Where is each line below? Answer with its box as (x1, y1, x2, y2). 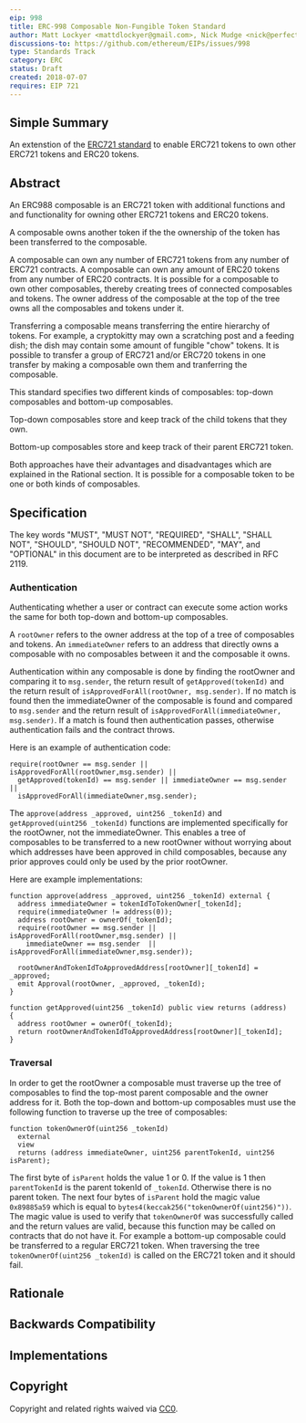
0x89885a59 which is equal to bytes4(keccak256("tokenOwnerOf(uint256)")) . (9, 1201, 292, 1212)
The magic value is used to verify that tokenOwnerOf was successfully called (9, 1210, 294, 1221)
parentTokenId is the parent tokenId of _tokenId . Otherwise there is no (9, 1181, 271, 1192)
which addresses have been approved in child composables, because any (9, 846, 287, 858)
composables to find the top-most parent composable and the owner (9, 1087, 269, 1098)
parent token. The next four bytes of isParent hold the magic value (9, 1191, 260, 1202)
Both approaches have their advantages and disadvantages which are (9, 459, 272, 470)
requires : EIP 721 (9, 81, 79, 90)
